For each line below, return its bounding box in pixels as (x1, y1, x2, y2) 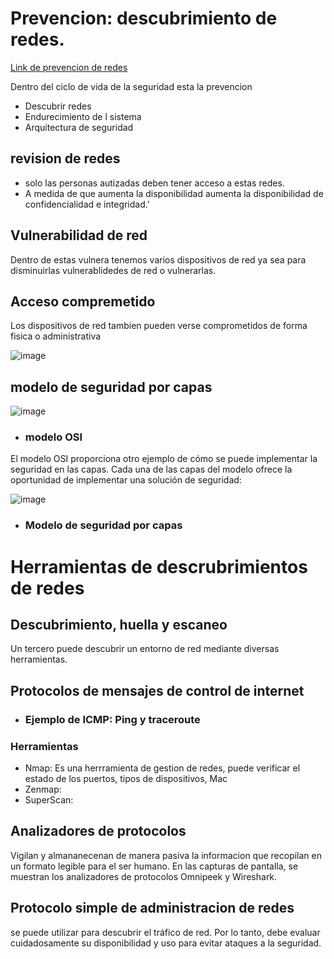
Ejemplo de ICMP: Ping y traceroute (24, 712, 201, 726)
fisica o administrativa (10, 330, 102, 342)
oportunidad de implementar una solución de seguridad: (10, 474, 242, 486)
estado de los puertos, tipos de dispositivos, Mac (24, 773, 228, 785)
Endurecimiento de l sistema (24, 110, 142, 122)
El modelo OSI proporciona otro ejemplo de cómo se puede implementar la (10, 453, 318, 465)
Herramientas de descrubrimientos (10, 555, 308, 578)
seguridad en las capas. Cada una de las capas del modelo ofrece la (10, 463, 293, 476)
